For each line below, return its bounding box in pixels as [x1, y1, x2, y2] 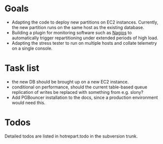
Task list [4, 62, 40, 74]
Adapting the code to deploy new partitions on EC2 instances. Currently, [11, 19, 159, 25]
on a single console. [11, 45, 53, 51]
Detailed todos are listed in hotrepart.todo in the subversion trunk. [4, 133, 138, 139]
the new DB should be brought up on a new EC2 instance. [11, 79, 129, 85]
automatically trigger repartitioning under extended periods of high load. [11, 35, 159, 41]
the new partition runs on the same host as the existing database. [11, 24, 144, 30]
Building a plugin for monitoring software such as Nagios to [11, 29, 132, 35]
